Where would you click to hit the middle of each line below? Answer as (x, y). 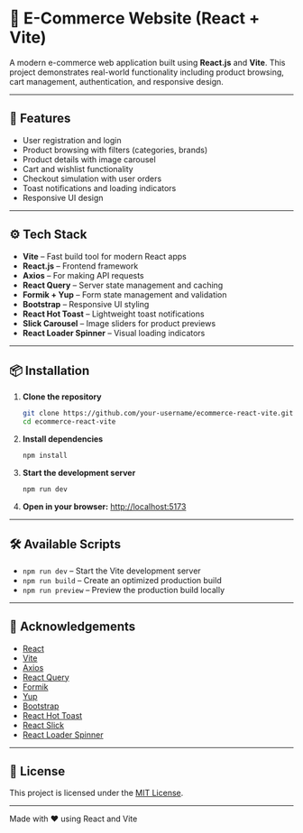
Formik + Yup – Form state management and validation (124, 294)
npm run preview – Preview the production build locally (124, 590)
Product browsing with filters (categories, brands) (115, 150)
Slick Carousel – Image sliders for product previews (119, 323)
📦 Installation (50, 370)
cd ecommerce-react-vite (69, 422)
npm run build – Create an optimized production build (122, 580)
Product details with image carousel (89, 159)
